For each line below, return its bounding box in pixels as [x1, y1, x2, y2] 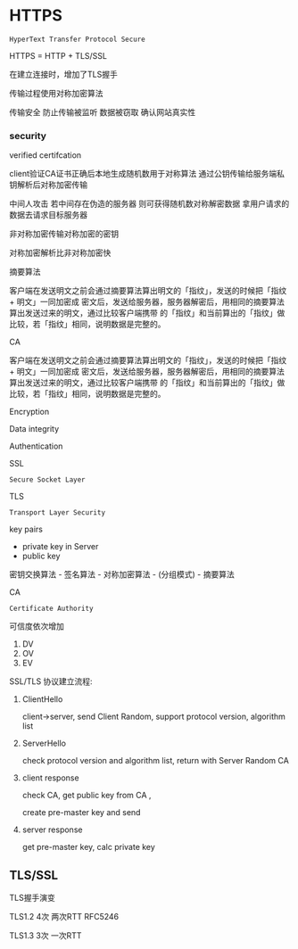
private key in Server [21, 541, 99, 552]
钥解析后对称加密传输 [9, 179, 87, 190]
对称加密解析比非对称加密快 [9, 247, 112, 259]
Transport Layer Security [9, 508, 105, 517]
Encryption [9, 407, 50, 417]
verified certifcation [9, 150, 82, 161]
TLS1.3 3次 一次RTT [9, 930, 82, 941]
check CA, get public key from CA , [21, 790, 152, 801]
